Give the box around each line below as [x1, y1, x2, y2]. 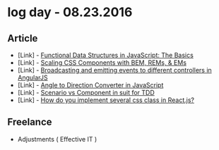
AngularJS [17, 73, 48, 82]
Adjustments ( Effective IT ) [17, 135, 97, 143]
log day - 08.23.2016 [7, 4, 133, 20]
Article [7, 32, 38, 44]
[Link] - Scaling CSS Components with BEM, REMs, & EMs [17, 58, 187, 67]
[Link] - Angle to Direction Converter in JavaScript [17, 81, 164, 89]
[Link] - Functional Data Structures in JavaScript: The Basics [17, 51, 194, 59]
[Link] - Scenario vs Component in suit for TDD [17, 89, 155, 96]
